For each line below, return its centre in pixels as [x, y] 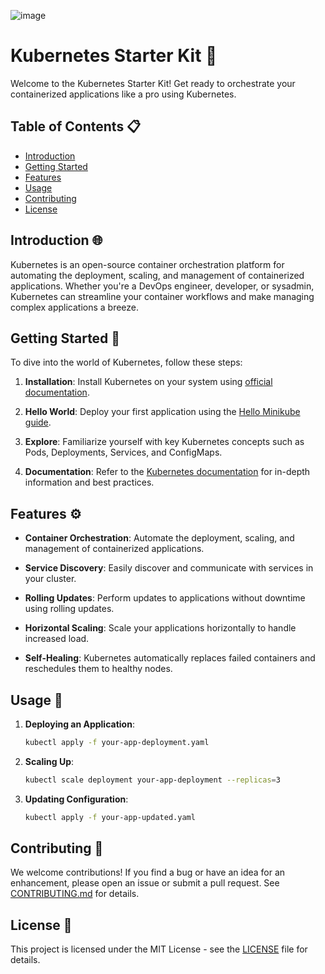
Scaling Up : [49, 761]
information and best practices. [89, 482]
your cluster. [50, 579]
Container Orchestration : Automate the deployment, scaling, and [159, 538]
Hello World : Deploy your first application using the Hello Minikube [162, 412]
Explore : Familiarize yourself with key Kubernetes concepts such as [164, 442]
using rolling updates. [69, 609]
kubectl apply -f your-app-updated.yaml [110, 817]
